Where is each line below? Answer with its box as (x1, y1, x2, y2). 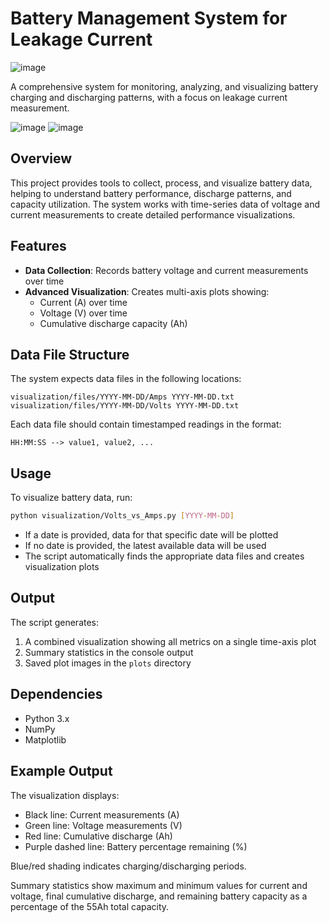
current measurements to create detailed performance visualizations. (10, 208, 296, 221)
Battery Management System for (10, 7, 288, 30)
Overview (10, 150, 73, 167)
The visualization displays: (10, 789, 120, 801)
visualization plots (24, 561, 100, 573)
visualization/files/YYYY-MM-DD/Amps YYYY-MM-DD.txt (10, 392, 235, 402)
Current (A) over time (39, 296, 128, 308)
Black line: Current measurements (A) (24, 808, 180, 821)
